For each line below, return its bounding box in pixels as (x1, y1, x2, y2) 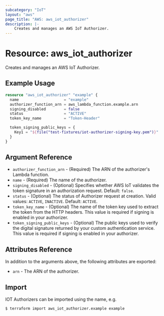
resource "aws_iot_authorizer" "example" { (5, 92, 98, 97)
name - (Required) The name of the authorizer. (12, 177, 107, 183)
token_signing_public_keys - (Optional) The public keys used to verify (12, 220, 158, 226)
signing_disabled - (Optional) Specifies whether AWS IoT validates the (12, 182, 159, 188)
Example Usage (5, 79, 55, 88)
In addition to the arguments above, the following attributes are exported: (5, 259, 157, 265)
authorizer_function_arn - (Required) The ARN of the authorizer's (12, 166, 150, 172)
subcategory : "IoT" (5, 7, 46, 13)
